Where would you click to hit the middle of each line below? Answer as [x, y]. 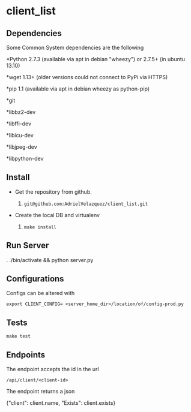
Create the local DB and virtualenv [57, 215]
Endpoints [26, 355]
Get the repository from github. [53, 192]
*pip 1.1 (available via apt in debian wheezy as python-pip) [78, 89]
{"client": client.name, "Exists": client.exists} [61, 403]
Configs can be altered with [41, 293]
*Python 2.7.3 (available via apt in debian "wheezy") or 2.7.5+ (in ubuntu [95, 59]
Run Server [28, 246]
